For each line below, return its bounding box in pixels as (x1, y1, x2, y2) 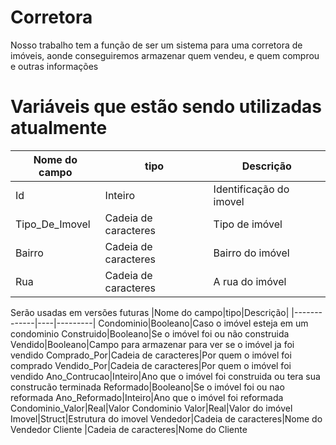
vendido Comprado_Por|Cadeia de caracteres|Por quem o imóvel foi (10, 349, 292, 361)
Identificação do (213, 182, 290, 196)
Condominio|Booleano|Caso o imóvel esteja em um (98, 317, 309, 329)
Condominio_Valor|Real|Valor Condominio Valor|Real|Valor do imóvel (10, 402, 293, 414)
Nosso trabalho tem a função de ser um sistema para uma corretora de (10, 39, 303, 51)
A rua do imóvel (213, 274, 287, 288)
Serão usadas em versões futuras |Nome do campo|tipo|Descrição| (10, 306, 290, 318)
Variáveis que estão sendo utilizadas (10, 96, 323, 118)
